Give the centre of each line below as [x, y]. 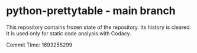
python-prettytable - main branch [91, 11]
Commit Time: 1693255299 [39, 45]
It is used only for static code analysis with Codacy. [69, 33]
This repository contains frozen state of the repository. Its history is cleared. [98, 27]
